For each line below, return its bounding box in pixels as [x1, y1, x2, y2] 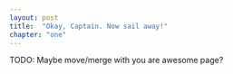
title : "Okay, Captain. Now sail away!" [9, 22, 169, 31]
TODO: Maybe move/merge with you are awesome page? [9, 55, 224, 66]
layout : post [9, 13, 59, 23]
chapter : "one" [9, 30, 67, 39]
